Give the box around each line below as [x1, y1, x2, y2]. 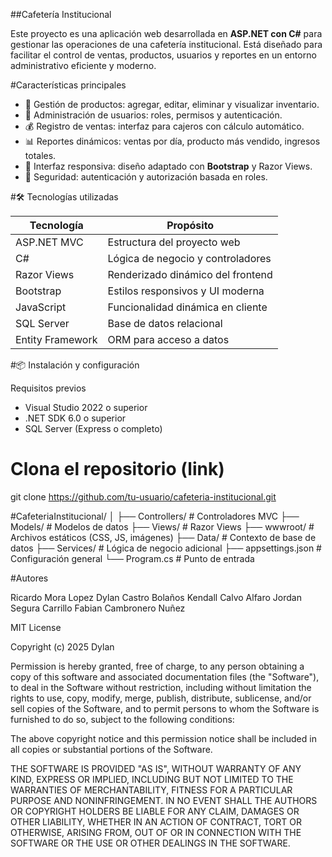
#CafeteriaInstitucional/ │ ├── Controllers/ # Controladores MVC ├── [10, 510, 300, 522]
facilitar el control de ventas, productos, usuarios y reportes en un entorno [10, 49, 317, 61]
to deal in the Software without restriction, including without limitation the [10, 681, 312, 693]
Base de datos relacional [107, 317, 223, 330]
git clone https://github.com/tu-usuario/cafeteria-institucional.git [10, 490, 277, 503]
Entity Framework [15, 333, 98, 346]
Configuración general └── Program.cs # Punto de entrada [10, 552, 255, 564]
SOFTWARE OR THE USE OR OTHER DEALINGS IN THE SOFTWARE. [10, 837, 291, 849]
